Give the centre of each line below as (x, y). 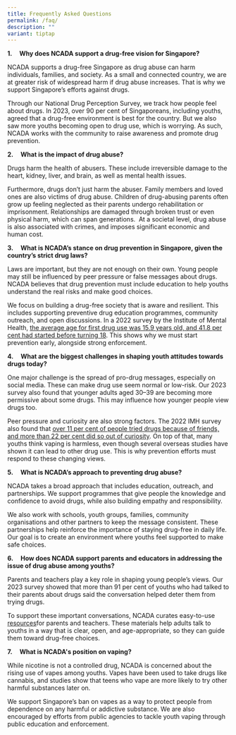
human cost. (25, 234)
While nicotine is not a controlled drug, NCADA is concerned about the (110, 666)
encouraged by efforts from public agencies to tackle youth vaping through (116, 717)
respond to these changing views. (56, 458)
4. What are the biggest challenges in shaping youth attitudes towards (116, 356)
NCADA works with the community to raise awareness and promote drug (113, 133)
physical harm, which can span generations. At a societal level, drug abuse (117, 219)
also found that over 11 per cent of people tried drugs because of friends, (113, 429)
